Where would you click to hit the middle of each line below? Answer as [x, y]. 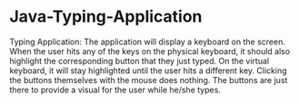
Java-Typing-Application [106, 17]
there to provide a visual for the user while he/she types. [115, 90]
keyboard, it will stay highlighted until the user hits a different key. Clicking [149, 71]
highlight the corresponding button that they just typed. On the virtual [140, 61]
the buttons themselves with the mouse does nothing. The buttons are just [149, 80]
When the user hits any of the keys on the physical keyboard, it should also [150, 51]
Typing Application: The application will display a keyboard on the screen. [148, 42]
